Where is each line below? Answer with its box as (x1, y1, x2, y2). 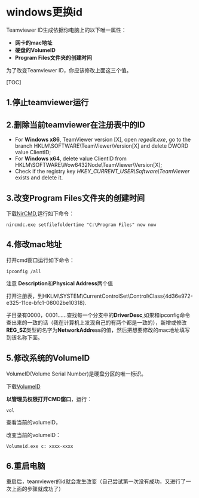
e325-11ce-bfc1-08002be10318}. (6, 299, 87, 306)
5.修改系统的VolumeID (6, 353, 90, 363)
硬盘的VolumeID (14, 46, 56, 54)
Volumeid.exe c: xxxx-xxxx (6, 443, 74, 449)
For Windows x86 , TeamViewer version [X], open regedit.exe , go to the (14, 136, 191, 143)
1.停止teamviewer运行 (6, 97, 89, 108)
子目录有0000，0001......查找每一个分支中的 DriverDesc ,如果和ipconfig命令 (6, 311, 191, 319)
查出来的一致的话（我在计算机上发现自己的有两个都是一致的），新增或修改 (6, 319, 187, 326)
